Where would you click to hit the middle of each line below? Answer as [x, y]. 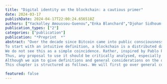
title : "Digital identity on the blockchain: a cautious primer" [74, 10]
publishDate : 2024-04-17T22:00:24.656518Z [50, 19]
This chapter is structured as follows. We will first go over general [81, 65]
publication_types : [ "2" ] [32, 28]
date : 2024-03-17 [23, 14]
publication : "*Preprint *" [35, 38]
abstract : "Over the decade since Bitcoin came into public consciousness [84, 42]
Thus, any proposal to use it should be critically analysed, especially [83, 56]
